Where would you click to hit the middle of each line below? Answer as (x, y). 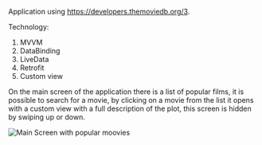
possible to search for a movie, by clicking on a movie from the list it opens (131, 100)
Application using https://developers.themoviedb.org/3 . (99, 12)
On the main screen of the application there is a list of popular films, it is (126, 92)
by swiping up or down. (47, 117)
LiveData (34, 59)
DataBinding (40, 51)
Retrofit (32, 68)
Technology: (29, 27)
